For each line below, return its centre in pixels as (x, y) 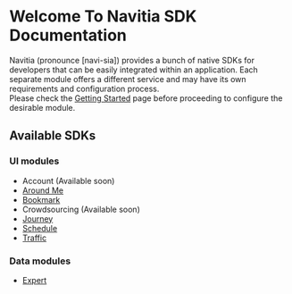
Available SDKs (53, 136)
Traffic (34, 238)
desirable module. (42, 107)
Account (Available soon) (68, 181)
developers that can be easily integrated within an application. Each (134, 70)
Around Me (43, 190)
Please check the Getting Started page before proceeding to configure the (146, 98)
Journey (38, 218)
